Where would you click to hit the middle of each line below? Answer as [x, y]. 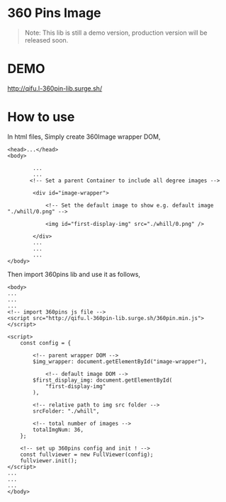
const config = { [46, 343]
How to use [41, 117]
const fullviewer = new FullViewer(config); [87, 455]
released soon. [46, 40]
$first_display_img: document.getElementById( [103, 380]
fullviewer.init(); [49, 461]
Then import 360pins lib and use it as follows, [74, 274]
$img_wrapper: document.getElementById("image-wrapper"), [120, 361]
